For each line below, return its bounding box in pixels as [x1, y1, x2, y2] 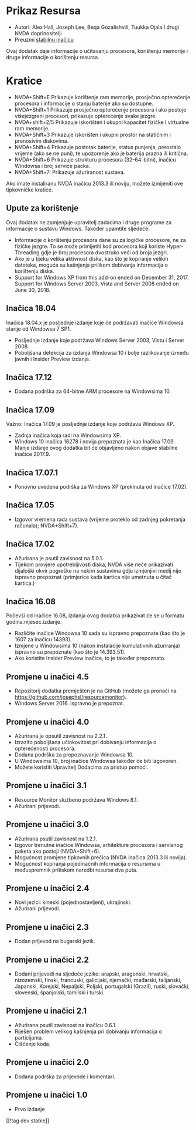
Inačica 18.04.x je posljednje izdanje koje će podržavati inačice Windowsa [6, 319, 184, 326]
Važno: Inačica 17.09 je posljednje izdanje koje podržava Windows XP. [6, 421, 174, 428]
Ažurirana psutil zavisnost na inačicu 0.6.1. [14, 1021, 117, 1028]
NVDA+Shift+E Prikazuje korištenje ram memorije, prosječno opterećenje [14, 93, 191, 100]
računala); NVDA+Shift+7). [14, 522, 79, 529]
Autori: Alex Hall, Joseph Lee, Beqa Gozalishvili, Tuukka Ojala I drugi [14, 23, 180, 31]
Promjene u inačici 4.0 [6, 717, 90, 727]
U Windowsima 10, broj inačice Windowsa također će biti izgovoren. [14, 758, 178, 764]
